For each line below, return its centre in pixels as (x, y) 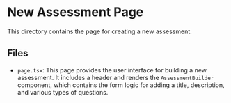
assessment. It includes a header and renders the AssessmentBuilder (115, 77)
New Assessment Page (75, 12)
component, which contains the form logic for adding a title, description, (121, 85)
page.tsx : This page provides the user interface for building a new (112, 70)
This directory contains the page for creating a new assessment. (100, 31)
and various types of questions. (63, 92)
